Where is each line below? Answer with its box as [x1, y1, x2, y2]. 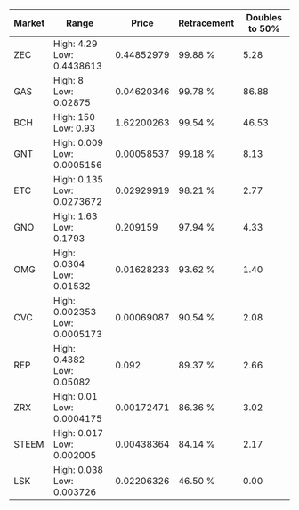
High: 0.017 [53, 427, 104, 439]
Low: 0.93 [53, 122, 96, 134]
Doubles [246, 12, 283, 23]
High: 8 [53, 75, 85, 86]
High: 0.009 [53, 137, 104, 149]
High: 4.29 [53, 37, 98, 50]
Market [13, 17, 45, 29]
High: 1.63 [53, 210, 98, 222]
